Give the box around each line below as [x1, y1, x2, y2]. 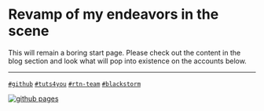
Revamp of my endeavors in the [8, 5, 219, 23]
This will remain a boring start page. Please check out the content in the [8, 48, 241, 57]
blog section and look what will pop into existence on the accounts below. [8, 56, 247, 66]
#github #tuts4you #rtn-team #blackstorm [8, 80, 141, 88]
